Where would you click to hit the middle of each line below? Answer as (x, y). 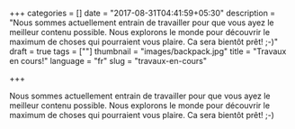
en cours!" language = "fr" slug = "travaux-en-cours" (108, 61)
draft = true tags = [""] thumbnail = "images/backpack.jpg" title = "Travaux (148, 51)
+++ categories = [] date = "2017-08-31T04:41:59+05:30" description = (143, 13)
